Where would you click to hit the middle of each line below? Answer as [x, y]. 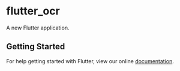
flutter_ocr [33, 11]
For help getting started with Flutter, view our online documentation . [90, 61]
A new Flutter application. [38, 28]
